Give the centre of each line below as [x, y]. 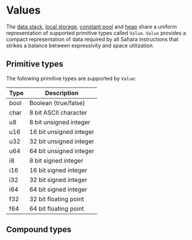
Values [23, 10]
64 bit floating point [57, 209]
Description [62, 93]
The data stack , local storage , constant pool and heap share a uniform [92, 27]
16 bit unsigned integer [62, 132]
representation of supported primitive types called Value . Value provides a [96, 33]
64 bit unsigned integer [62, 151]
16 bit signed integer [58, 170]
